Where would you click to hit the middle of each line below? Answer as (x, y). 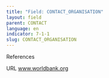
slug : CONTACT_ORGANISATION (42, 40)
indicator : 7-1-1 (28, 34)
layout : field (24, 17)
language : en (23, 28)
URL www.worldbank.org (37, 68)
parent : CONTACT (26, 23)
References (20, 57)
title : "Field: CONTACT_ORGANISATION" (55, 12)
